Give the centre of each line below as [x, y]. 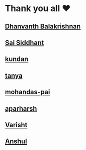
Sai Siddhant [25, 42]
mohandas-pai [28, 92]
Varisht [16, 125]
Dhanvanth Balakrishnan [43, 26]
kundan [17, 59]
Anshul [16, 142]
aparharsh [21, 109]
